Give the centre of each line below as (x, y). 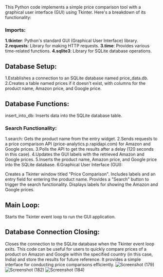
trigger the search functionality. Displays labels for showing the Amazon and (81, 184)
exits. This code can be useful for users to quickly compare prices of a (76, 249)
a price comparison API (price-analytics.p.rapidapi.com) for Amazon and (78, 144)
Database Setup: (31, 66)
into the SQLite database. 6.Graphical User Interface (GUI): (64, 165)
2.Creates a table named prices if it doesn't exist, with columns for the (75, 83)
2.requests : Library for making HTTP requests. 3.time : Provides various (77, 46)
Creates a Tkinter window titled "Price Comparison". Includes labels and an (80, 174)
